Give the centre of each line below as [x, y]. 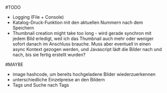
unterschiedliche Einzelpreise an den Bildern [59, 80]
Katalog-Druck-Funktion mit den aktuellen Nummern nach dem [78, 22]
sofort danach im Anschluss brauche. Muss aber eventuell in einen [81, 44]
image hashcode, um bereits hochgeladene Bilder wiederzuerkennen [84, 74]
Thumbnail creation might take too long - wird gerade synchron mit [82, 33]
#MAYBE [14, 64]
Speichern [23, 28]
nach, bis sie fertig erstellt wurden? [49, 55]
